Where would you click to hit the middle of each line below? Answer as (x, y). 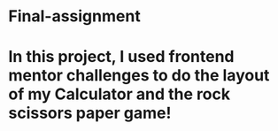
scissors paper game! (90, 113)
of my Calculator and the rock (120, 94)
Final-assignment (74, 16)
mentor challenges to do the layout (139, 76)
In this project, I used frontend (122, 57)
